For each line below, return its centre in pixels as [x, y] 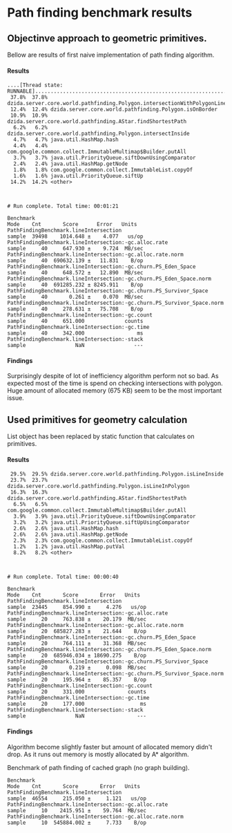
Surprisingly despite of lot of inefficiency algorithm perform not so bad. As [113, 376]
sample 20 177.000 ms [77, 704]
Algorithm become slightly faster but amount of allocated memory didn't [110, 747]
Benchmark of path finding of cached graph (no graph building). [98, 767]
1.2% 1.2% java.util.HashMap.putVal [69, 547]
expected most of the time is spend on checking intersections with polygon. [115, 383]
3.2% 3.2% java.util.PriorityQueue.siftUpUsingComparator [101, 523]
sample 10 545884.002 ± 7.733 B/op [77, 823]
